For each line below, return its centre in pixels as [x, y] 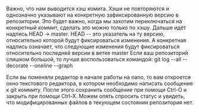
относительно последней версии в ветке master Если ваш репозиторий [97, 53]
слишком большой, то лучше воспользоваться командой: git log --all [94, 59]
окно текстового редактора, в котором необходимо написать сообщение [99, 83]
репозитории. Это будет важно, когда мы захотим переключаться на [94, 21]
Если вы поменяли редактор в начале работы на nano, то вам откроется [99, 77]
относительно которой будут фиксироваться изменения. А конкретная [96, 40]
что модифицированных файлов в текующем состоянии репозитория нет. [100, 102]
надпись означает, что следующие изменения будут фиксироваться [93, 46]
